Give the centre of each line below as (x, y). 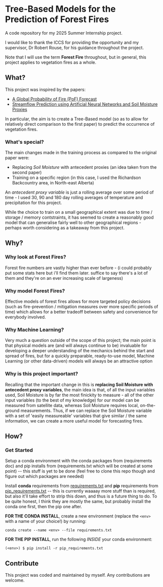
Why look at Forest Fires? (36, 257)
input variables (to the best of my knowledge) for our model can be (72, 400)
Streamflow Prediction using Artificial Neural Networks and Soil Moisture (85, 104)
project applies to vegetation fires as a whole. (51, 62)
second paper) (27, 173)
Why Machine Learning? (35, 330)
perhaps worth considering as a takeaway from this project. (65, 228)
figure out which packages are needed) (45, 476)
